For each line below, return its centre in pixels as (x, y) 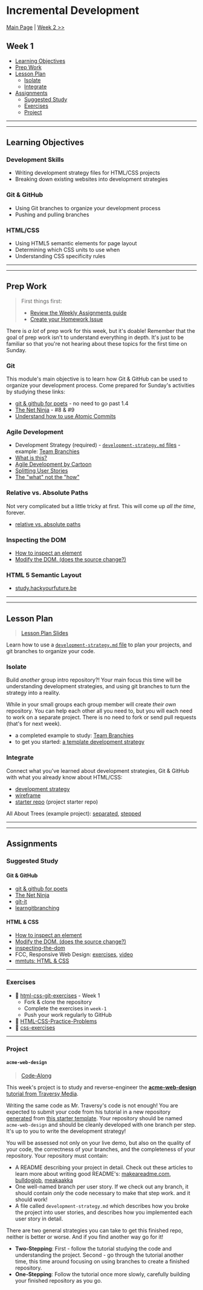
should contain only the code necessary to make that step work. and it (102, 1193)
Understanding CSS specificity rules (60, 256)
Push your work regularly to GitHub (68, 1014)
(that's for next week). (34, 724)
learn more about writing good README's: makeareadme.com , (93, 1173)
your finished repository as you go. (59, 1280)
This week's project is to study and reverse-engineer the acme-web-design (101, 1087)
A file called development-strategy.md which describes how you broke (102, 1205)
